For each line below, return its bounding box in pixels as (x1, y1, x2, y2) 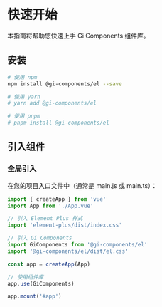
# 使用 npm (7, 73, 38, 80)
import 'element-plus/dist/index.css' (7, 222, 122, 229)
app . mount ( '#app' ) (7, 293, 62, 300)
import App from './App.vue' (7, 202, 94, 209)
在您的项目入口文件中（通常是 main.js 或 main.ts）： (7, 181, 158, 189)
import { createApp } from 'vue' (7, 195, 107, 203)
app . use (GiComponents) (7, 280, 75, 287)
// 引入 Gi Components (7, 234, 72, 242)
